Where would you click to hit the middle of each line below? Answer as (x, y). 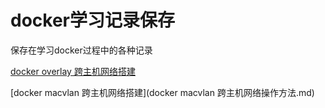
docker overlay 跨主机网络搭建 (73, 71)
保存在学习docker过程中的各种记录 (81, 50)
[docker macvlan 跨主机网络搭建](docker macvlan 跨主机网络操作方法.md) (162, 92)
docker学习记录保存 (92, 20)
